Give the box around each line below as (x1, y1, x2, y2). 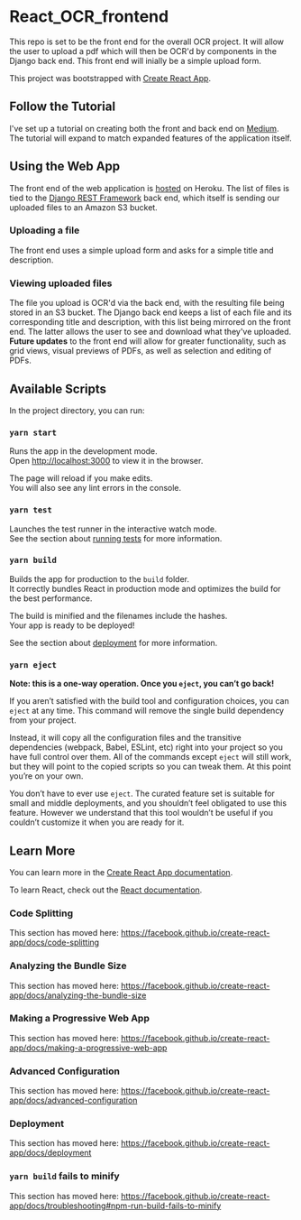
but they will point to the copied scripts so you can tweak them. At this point (9, 761, 291, 772)
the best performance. (9, 593, 93, 604)
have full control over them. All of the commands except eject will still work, (9, 752, 292, 762)
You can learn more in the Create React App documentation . (9, 866, 233, 877)
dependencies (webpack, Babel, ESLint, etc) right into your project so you (9, 742, 284, 753)
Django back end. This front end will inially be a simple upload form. (9, 55, 261, 66)
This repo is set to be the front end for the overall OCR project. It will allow (9, 36, 285, 47)
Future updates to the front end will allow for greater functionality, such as (9, 336, 287, 347)
